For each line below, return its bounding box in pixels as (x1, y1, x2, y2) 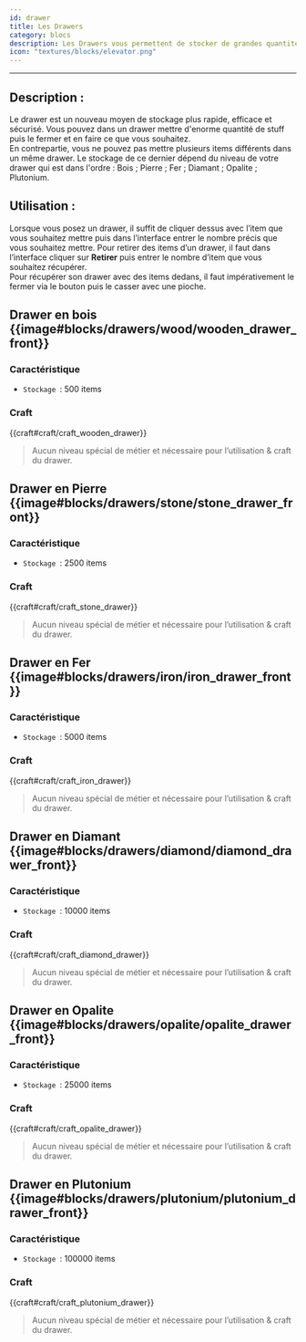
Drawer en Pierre (9, 481, 107, 497)
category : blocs (9, 30, 71, 39)
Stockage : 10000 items (22, 905, 111, 917)
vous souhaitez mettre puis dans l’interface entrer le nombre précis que (9, 232, 278, 243)
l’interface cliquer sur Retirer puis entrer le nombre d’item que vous (9, 252, 262, 263)
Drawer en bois (9, 307, 97, 323)
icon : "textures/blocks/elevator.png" (9, 47, 157, 57)
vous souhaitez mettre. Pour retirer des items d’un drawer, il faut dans (9, 242, 271, 253)
